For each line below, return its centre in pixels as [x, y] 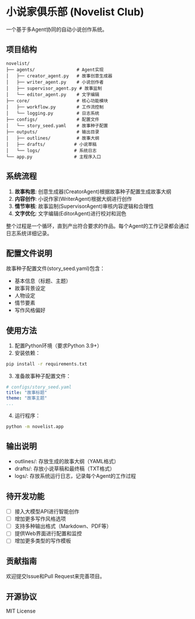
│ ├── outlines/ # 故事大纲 [53, 138]
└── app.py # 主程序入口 [53, 157]
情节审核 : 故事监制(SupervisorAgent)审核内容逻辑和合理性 [84, 206]
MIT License [21, 611]
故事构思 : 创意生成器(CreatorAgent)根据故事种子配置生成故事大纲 [93, 191]
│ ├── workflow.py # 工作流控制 [55, 107]
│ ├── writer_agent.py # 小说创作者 [55, 82]
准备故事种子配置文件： [43, 376]
